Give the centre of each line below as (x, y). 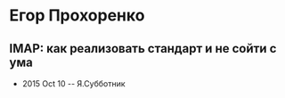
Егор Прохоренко (77, 16)
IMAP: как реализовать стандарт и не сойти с (143, 49)
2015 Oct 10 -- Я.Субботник (73, 84)
